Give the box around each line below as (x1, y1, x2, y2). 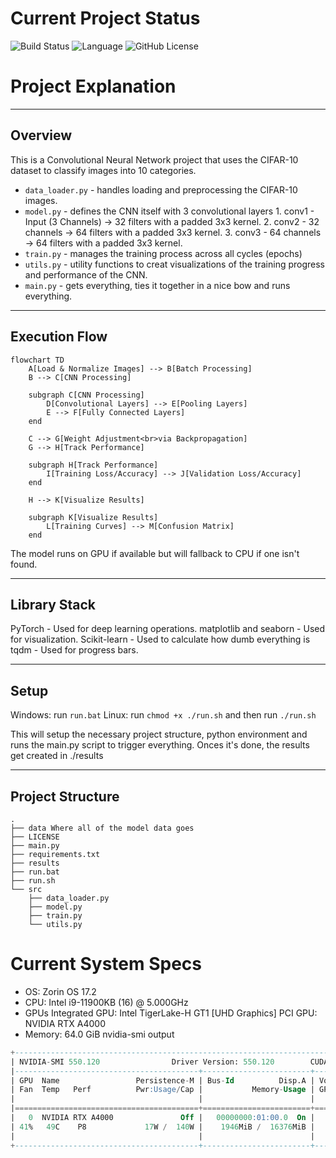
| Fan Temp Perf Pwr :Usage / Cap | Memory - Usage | (10, 1085, 315, 1095)
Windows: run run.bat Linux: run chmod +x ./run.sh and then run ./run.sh (10, 709, 317, 721)
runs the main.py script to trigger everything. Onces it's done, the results (10, 739, 310, 751)
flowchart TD (10, 355, 65, 365)
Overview (10, 127, 73, 144)
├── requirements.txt (10, 849, 101, 859)
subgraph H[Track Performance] (28, 460, 159, 470)
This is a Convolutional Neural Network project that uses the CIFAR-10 (10, 153, 299, 166)
